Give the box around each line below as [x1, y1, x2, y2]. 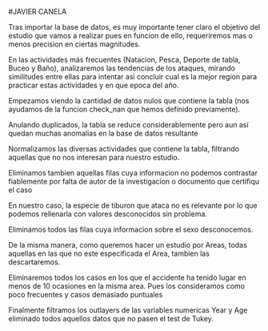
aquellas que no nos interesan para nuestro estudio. [8, 152, 180, 162]
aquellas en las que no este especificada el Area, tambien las [8, 248, 210, 258]
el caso [8, 185, 33, 195]
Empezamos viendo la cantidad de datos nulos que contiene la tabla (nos [8, 96, 250, 105]
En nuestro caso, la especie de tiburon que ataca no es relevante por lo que [8, 200, 258, 210]
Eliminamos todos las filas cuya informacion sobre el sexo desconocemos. [8, 224, 254, 234]
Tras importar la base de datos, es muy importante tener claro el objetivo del [8, 22, 261, 31]
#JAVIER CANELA [8, 7, 67, 16]
